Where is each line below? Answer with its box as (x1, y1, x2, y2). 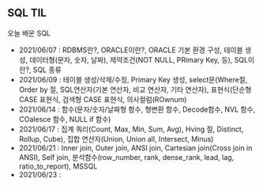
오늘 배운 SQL (7, 28, 51, 38)
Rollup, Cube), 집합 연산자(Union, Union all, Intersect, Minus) (18, 134, 214, 143)
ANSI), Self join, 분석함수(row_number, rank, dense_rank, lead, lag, (18, 152, 235, 161)
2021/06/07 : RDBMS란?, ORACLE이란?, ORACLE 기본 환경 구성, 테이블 (18, 45, 243, 55)
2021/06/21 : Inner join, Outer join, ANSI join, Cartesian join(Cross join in (18, 142, 253, 153)
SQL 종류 (32, 65, 62, 74)
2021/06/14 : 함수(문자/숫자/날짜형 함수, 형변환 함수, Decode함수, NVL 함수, (18, 104, 256, 114)
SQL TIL (7, 6, 47, 20)
